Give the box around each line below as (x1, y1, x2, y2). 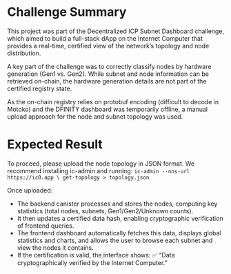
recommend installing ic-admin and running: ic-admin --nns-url (7, 166, 190, 175)
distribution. (7, 49, 41, 57)
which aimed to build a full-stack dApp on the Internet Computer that (7, 34, 203, 42)
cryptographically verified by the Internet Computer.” (17, 258, 168, 266)
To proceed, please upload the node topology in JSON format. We (7, 159, 195, 168)
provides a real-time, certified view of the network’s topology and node (7, 41, 210, 50)
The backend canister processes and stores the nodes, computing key (17, 199, 218, 208)
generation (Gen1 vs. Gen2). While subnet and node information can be (7, 70, 209, 78)
